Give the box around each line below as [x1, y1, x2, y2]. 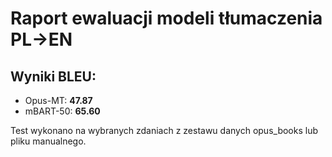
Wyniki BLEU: [10, 68, 97, 85]
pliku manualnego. [10, 135, 87, 147]
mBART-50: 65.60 [24, 105, 101, 117]
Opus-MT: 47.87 [24, 95, 93, 106]
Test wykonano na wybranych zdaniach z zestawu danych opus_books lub [10, 125, 318, 136]
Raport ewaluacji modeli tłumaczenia [10, 7, 323, 30]
